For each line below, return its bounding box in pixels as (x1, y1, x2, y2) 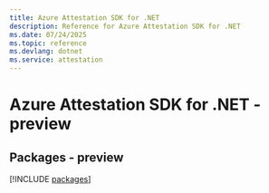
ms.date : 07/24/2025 (9, 30, 88, 39)
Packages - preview (9, 150, 124, 165)
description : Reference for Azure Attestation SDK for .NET (9, 22, 242, 31)
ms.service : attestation (9, 55, 103, 64)
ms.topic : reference (9, 38, 88, 48)
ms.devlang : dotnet (9, 47, 83, 56)
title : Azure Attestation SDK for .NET (9, 13, 160, 23)
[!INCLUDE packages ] (9, 174, 91, 184)
